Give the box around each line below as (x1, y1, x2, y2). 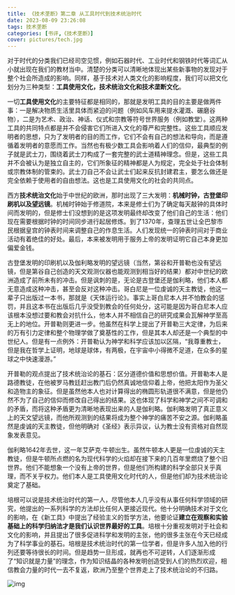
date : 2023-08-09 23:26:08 (7, 17, 86, 24)
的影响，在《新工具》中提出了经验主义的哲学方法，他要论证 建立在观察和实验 (7, 513, 228, 521)
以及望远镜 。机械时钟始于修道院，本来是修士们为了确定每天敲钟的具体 (19, 200, 222, 209)
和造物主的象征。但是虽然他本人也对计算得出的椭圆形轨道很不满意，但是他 (7, 387, 222, 395)
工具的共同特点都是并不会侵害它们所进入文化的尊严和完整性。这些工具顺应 (7, 124, 222, 132)
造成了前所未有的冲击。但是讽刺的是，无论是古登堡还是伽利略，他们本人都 (13, 276, 228, 284)
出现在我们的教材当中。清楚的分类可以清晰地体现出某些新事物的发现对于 (19, 65, 228, 73)
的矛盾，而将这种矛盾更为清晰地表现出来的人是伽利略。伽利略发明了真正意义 (7, 405, 228, 413)
